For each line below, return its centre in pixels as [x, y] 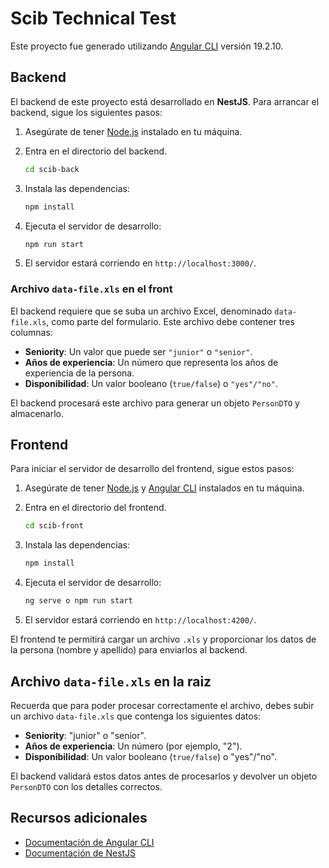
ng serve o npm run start [78, 601]
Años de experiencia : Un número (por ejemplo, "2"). [133, 746]
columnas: [31, 332]
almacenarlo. [37, 413]
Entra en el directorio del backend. [96, 151]
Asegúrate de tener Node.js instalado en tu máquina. [133, 131]
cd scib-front [54, 526]
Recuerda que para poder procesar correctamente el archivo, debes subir [162, 705]
